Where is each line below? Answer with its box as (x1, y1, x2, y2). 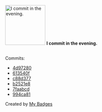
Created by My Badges (5, 101, 52, 107)
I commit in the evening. (46, 40, 97, 46)
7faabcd (12, 86, 30, 92)
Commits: (5, 55, 25, 61)
